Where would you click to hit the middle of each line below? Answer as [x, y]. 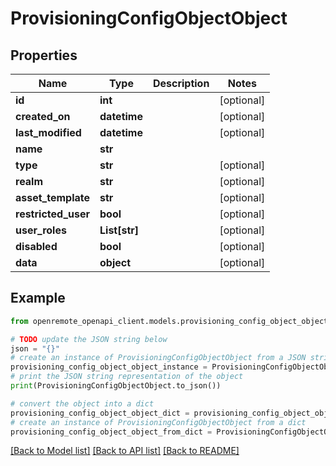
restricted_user [53, 214]
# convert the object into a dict [82, 403]
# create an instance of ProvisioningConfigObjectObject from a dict [158, 422]
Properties [44, 55]
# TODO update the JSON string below [89, 339]
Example [38, 298]
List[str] [119, 230]
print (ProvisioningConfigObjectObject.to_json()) [116, 386]
